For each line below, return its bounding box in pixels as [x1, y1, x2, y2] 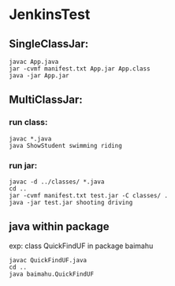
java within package [9, 220, 110, 234]
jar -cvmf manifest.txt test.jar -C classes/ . [9, 191, 169, 199]
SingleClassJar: [9, 37, 89, 51]
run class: [9, 117, 48, 128]
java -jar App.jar [9, 72, 69, 80]
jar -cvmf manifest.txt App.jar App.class [9, 65, 151, 73]
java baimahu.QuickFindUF [9, 270, 94, 278]
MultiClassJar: [9, 93, 83, 107]
